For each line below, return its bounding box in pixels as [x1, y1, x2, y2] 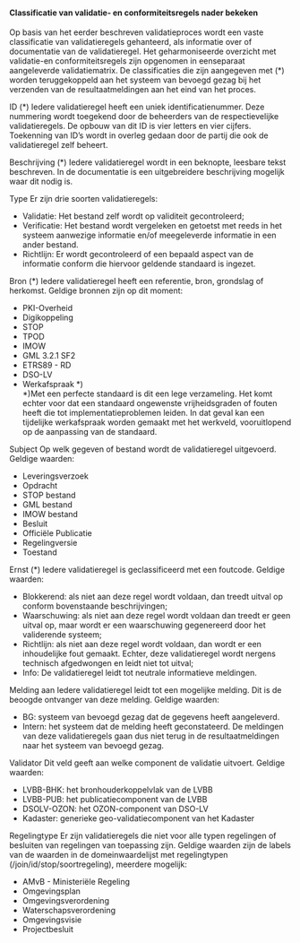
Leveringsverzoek [21, 471, 90, 481]
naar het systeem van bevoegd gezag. [21, 740, 164, 751]
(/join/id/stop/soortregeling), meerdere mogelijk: [9, 859, 188, 869]
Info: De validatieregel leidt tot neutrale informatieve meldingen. [21, 668, 258, 679]
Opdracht [21, 480, 58, 491]
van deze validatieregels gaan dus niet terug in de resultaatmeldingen [21, 731, 279, 741]
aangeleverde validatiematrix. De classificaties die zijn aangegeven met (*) [9, 65, 285, 76]
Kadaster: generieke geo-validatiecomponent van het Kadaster [21, 813, 255, 824]
